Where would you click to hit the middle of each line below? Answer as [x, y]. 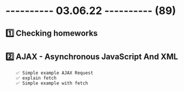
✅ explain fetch [36, 78]
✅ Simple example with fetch [52, 83]
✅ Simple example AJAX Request [55, 73]
